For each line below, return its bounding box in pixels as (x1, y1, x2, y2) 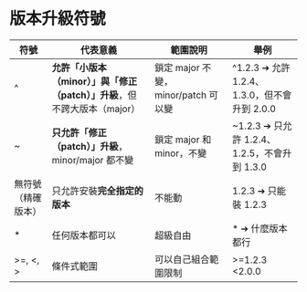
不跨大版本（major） (51, 102, 141, 115)
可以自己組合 (153, 253, 210, 266)
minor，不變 (153, 147, 207, 160)
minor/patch (153, 89, 207, 101)
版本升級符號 (9, 8, 107, 29)
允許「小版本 (51, 61, 107, 74)
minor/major (51, 153, 104, 166)
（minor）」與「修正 (51, 75, 138, 88)
